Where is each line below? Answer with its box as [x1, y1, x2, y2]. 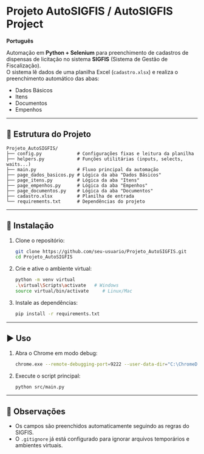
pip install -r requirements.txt [15, 311, 100, 317]
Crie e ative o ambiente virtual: [15, 265, 92, 273]
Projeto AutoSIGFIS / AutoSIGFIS [6, 4, 173, 18]
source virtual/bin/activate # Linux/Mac [15, 288, 132, 294]
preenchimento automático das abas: [6, 75, 100, 82]
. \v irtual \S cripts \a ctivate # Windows [15, 282, 119, 289]
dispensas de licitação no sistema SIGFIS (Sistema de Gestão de [6, 55, 168, 63]
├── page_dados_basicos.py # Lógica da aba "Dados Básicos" [6, 172, 162, 178]
